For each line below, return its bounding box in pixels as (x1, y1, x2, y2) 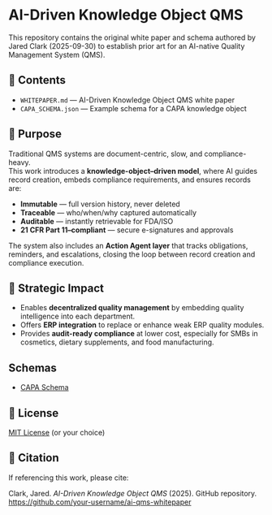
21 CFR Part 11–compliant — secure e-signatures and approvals (19, 225, 234, 235)
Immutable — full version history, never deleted (19, 199, 180, 209)
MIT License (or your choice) (8, 428, 106, 437)
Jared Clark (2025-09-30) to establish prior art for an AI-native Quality (8, 41, 245, 50)
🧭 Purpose (8, 128, 63, 141)
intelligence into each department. (19, 311, 136, 322)
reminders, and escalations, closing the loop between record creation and (8, 249, 256, 259)
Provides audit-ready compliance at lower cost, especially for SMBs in (19, 329, 258, 339)
